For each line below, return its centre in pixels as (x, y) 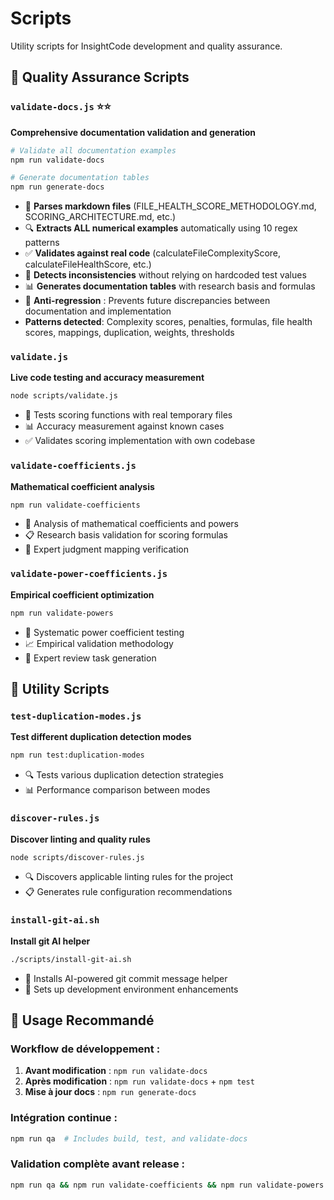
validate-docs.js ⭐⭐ (61, 107)
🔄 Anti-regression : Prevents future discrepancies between (147, 301)
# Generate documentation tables (80, 178)
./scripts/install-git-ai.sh (71, 959)
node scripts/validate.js (64, 396)
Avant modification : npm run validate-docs (116, 1071)
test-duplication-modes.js (76, 716)
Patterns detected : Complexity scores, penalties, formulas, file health (168, 322)
